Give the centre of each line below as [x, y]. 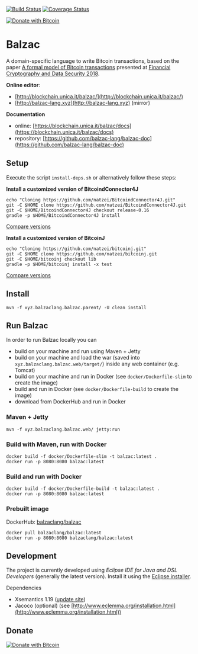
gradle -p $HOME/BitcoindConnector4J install [63, 215]
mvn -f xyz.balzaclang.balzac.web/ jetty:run [63, 429]
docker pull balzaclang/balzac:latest [54, 533]
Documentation [26, 114]
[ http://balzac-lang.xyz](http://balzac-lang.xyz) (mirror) [82, 102]
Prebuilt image [27, 509]
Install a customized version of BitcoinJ [56, 238]
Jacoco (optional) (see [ [44, 606]
